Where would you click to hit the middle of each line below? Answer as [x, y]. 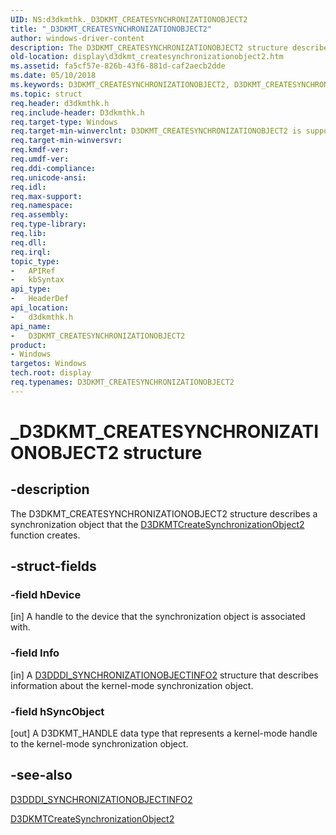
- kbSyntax [37, 280]
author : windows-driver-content [77, 38]
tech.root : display [51, 373]
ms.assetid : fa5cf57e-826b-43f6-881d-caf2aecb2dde [118, 66]
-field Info [35, 653]
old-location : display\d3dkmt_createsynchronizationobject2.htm [147, 57]
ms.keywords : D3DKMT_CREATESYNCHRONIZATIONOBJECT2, [120, 85]
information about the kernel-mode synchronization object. [132, 685]
